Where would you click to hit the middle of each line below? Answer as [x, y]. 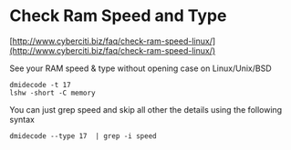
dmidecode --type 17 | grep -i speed [83, 136]
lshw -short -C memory [52, 93]
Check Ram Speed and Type [118, 16]
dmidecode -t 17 [40, 85]
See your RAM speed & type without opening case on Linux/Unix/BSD [140, 68]
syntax [22, 119]
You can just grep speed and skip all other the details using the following [146, 109]
